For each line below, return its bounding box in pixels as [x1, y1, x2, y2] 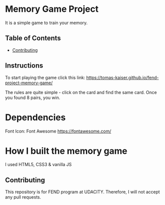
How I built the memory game [5, 145, 128, 156]
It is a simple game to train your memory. [5, 20, 88, 26]
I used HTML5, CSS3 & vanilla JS [5, 162, 72, 168]
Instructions [5, 62, 43, 70]
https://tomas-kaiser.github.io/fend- [86, 74, 159, 80]
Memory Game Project [5, 3, 99, 15]
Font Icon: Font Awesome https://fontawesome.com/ [5, 128, 111, 134]
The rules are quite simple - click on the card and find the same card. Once [5, 89, 157, 95]
